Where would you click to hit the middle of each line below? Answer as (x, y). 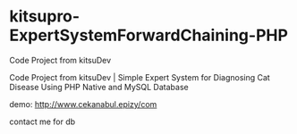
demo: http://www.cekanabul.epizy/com (83, 104)
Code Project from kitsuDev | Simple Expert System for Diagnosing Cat (140, 77)
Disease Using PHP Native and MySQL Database (99, 87)
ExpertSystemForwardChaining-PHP (149, 35)
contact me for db (42, 121)
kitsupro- (45, 17)
